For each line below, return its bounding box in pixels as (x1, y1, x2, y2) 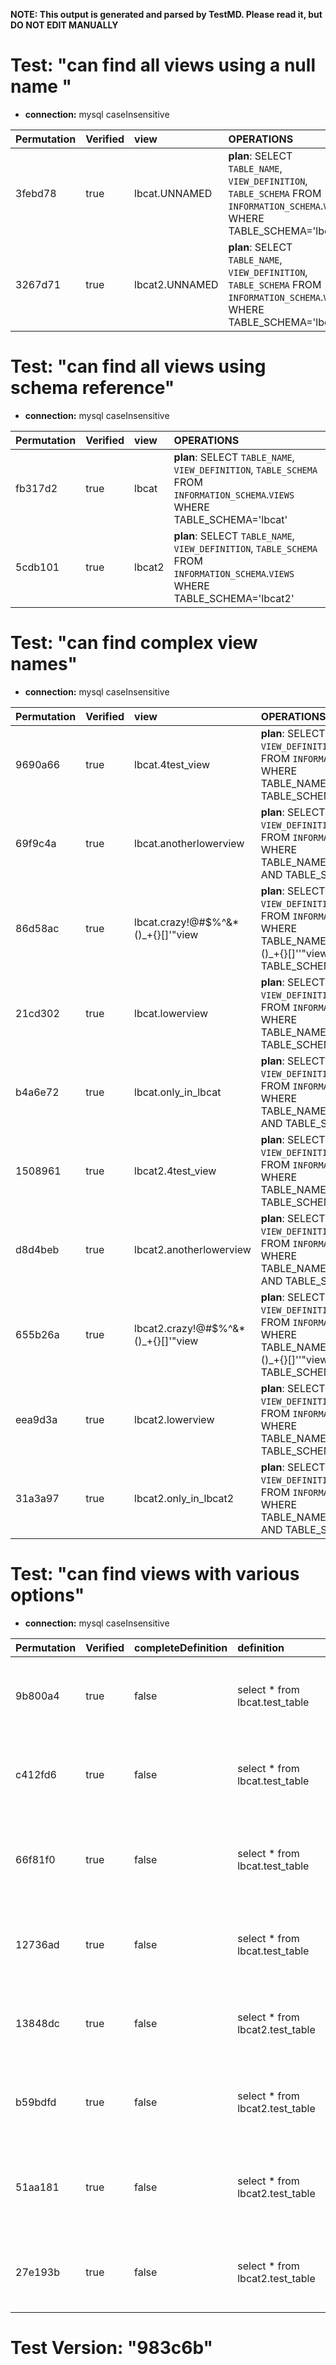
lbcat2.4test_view (134, 1164, 217, 1178)
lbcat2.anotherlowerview (134, 1242, 252, 1256)
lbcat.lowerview (134, 1006, 209, 1020)
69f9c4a (15, 836, 57, 850)
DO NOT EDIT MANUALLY (10, 19, 119, 31)
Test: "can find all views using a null (10, 54, 316, 77)
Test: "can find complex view (10, 632, 258, 654)
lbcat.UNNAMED (134, 186, 213, 200)
